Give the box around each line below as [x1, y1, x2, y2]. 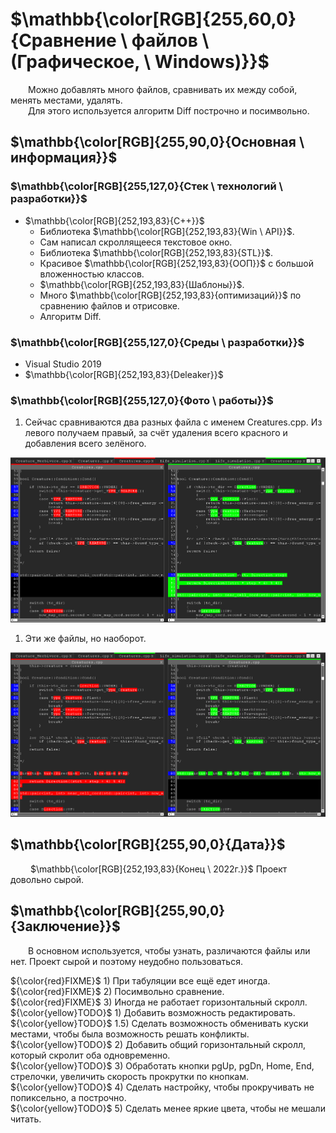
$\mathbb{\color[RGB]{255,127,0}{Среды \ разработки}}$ [10, 335, 305, 349]
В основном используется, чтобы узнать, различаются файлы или [28, 944, 311, 957]
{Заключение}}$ [10, 918, 121, 935]
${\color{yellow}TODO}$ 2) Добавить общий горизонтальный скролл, [10, 1038, 307, 1050]
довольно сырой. [10, 873, 85, 885]
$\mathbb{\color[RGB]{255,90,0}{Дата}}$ [10, 836, 286, 853]
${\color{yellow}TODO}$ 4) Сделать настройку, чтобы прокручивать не [10, 1081, 315, 1093]
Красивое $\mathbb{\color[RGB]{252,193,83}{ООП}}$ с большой [39, 257, 314, 269]
